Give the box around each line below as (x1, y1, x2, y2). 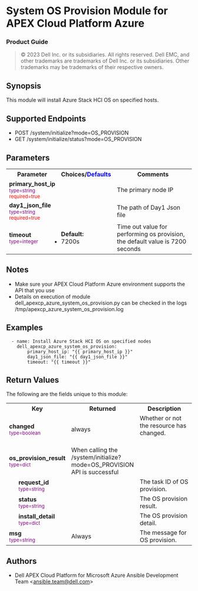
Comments (137, 170, 169, 178)
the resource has (139, 422, 187, 430)
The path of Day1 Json (117, 203, 181, 211)
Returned (89, 404, 116, 413)
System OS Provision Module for (6, 4, 169, 18)
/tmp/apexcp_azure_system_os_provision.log (14, 305, 124, 312)
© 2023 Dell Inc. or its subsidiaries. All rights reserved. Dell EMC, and (20, 51, 190, 58)
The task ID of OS (139, 478, 189, 486)
